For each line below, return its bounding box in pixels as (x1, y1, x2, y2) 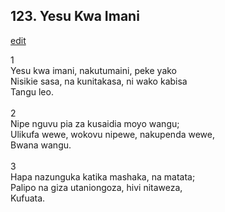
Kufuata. (10, 192, 46, 204)
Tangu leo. (10, 85, 54, 98)
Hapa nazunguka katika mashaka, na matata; (10, 170, 196, 183)
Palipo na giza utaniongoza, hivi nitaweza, (10, 181, 183, 193)
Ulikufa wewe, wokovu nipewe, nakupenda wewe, (10, 128, 216, 140)
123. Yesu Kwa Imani (10, 8, 140, 25)
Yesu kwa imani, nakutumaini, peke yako (10, 64, 178, 76)
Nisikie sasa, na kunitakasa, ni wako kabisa (10, 75, 188, 87)
